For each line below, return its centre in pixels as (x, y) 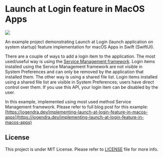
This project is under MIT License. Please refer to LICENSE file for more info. (82, 149)
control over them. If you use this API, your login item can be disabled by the (81, 87)
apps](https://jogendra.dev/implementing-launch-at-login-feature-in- (75, 117)
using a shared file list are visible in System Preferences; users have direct (80, 82)
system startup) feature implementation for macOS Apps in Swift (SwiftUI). (80, 47)
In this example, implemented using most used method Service (68, 102)
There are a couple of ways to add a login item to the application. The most (80, 56)
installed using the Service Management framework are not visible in (74, 66)
